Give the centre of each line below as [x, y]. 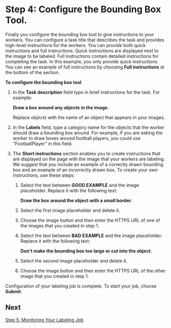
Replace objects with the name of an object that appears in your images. [89, 117]
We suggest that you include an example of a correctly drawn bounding [88, 164]
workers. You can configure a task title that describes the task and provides [85, 40]
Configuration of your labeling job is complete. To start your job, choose [81, 286]
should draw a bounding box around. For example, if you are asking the [88, 133]
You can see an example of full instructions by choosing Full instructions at [85, 67]
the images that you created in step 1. [60, 225]
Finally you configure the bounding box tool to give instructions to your [80, 34]
